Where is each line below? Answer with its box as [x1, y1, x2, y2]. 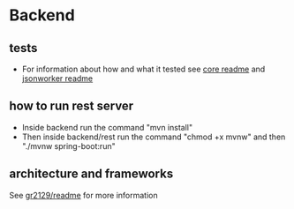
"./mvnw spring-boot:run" [21, 140, 117, 151]
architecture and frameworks [9, 167, 174, 182]
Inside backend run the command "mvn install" [21, 122, 192, 132]
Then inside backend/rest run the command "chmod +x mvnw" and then [21, 131, 286, 142]
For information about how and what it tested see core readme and [21, 63, 266, 74]
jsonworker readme [21, 73, 94, 84]
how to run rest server [9, 99, 134, 114]
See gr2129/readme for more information [9, 190, 158, 200]
